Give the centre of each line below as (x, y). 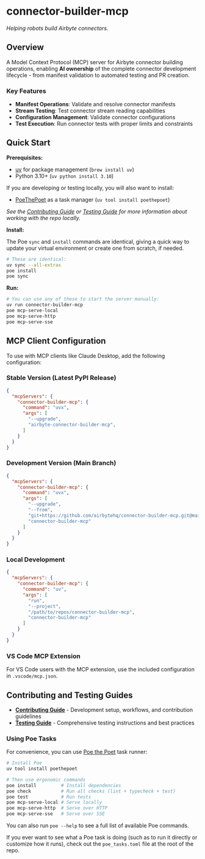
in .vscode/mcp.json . (32, 676)
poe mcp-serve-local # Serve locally (54, 802)
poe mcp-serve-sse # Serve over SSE (56, 814)
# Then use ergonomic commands (46, 780)
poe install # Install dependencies (64, 785)
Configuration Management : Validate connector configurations (95, 117)
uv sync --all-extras (34, 265)
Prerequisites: (25, 158)
